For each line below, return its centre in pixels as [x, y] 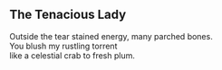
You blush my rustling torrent [63, 46]
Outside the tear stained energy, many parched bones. [111, 36]
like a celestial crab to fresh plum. [72, 55]
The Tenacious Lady [68, 15]
